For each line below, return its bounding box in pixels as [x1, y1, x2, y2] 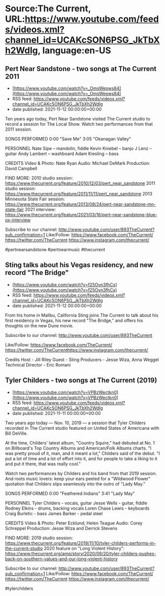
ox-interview [5, 217, 31, 223]
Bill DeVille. [5, 430, 28, 436]
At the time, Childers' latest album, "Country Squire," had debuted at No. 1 [5, 440, 155, 446]
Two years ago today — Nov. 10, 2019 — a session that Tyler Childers [5, 420, 146, 426]
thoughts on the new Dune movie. [5, 323, 74, 329]
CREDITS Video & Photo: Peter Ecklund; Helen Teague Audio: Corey [5, 520, 143, 526]
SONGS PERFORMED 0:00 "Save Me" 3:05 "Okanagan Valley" [5, 136, 132, 142]
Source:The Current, [5, 3, 91, 14]
